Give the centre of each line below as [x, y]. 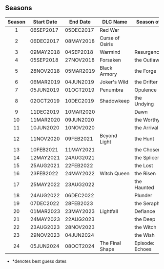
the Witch [145, 227]
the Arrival [146, 127]
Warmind [110, 52]
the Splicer [147, 157]
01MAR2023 [45, 211]
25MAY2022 [45, 184]
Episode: [144, 243]
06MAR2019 [45, 82]
